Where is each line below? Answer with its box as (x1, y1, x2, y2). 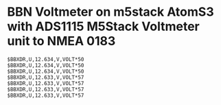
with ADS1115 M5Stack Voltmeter (7, 19, 200, 34)
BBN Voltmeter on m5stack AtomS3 (7, 4, 214, 20)
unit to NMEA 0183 (7, 34, 116, 49)
